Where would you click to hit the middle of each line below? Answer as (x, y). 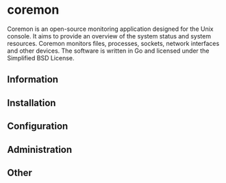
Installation (32, 102)
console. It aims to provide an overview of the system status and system (109, 36)
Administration (40, 149)
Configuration (38, 126)
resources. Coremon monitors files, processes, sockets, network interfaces (113, 43)
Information (33, 80)
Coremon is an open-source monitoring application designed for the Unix (110, 29)
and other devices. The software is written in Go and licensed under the (108, 51)
